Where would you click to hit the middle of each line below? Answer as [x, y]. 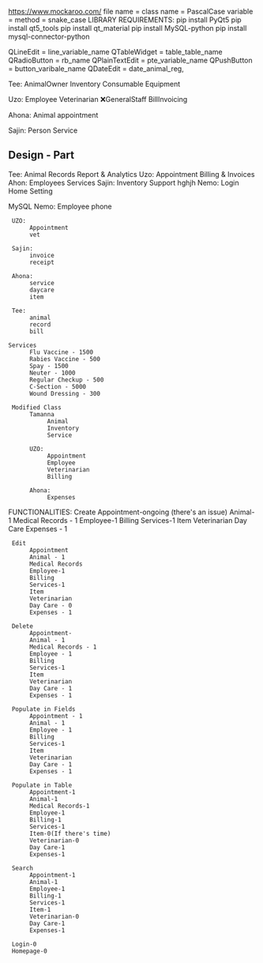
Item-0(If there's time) [70, 833]
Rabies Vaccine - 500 [65, 359]
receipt [42, 262]
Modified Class [36, 407]
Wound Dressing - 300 [65, 393]
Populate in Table [42, 785]
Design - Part [41, 155]
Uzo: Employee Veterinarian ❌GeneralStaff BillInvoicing [98, 99]
